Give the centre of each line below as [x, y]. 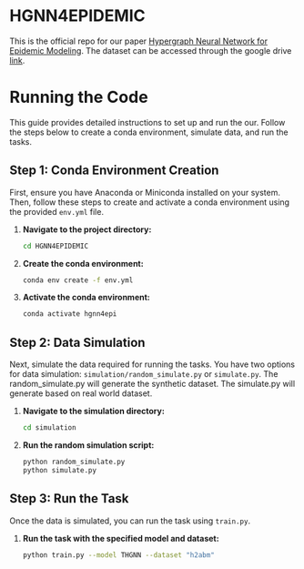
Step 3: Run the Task [69, 498]
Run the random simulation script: [88, 445]
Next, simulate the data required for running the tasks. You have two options [152, 364]
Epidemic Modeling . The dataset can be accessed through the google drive [151, 50]
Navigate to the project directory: [87, 229]
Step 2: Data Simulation [77, 342]
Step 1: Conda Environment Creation [114, 171]
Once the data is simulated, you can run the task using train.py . [130, 521]
